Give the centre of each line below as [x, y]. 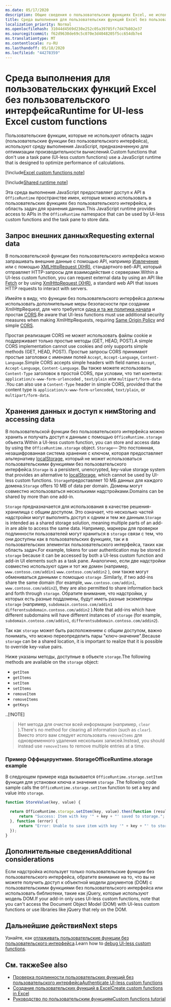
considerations [30, 859]
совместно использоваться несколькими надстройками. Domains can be [84, 491]
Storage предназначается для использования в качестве [67, 507]
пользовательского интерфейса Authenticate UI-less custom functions [88, 982]
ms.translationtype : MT [31, 39]
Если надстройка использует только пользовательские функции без [80, 872]
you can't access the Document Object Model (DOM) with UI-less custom [82, 904]
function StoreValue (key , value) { [43, 803]
